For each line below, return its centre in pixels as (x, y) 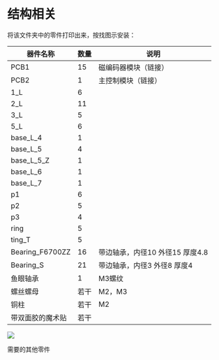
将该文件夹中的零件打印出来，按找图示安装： (71, 35)
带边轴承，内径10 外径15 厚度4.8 (153, 252)
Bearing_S (27, 264)
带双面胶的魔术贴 (39, 317)
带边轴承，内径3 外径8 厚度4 (146, 265)
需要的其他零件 (29, 349)
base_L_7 (27, 183)
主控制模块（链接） (130, 80)
